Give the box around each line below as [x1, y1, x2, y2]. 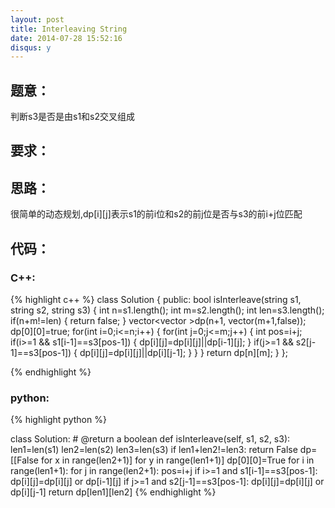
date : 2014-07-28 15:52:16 [10, 33, 123, 43]
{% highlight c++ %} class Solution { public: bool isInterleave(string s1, [10, 293, 302, 305]
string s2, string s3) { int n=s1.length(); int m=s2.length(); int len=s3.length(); [10, 304, 325, 316]
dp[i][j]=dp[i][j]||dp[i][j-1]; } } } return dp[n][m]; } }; [79, 346, 288, 358]
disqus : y [10, 42, 52, 53]
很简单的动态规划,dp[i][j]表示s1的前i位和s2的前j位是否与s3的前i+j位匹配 [10, 208, 303, 220]
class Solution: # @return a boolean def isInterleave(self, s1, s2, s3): [10, 433, 291, 445]
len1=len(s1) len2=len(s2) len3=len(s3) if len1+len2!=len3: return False [10, 444, 298, 456]
